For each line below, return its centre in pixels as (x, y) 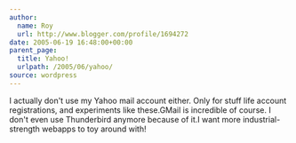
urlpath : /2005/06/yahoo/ (65, 68)
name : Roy (35, 26)
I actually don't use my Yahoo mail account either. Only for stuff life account (148, 100)
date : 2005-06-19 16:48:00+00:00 (71, 42)
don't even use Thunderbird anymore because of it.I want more (125, 119)
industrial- (262, 119)
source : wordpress (43, 75)
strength (24, 129)
